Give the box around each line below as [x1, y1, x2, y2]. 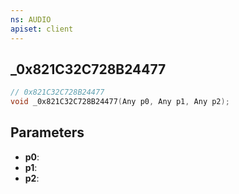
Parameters [10, 124, 85, 141]
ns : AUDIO [10, 14, 52, 25]
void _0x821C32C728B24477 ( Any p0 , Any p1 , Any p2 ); [10, 97, 230, 107]
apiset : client [10, 24, 74, 34]
